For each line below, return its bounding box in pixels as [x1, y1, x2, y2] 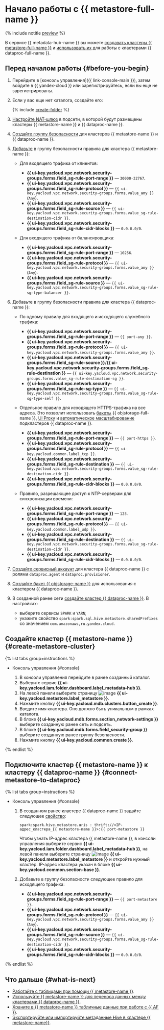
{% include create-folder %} [12, 106, 70, 112]
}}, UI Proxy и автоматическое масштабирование [32, 415, 135, 421]
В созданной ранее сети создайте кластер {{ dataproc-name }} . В [12, 595, 149, 601]
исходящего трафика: [19, 881, 65, 887]
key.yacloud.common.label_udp [26, 527, 89, 532]
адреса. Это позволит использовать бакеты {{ [19, 410, 117, 415]
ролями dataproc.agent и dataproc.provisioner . [12, 571, 111, 577]
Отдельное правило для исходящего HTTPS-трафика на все [19, 405, 146, 411]
